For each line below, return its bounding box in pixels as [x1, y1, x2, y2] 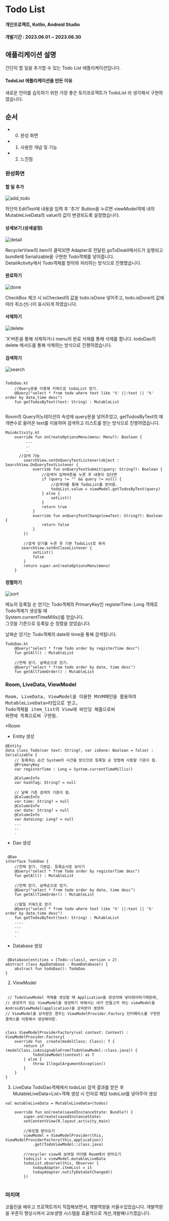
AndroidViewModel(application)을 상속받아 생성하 [5, 1006, 104, 1011]
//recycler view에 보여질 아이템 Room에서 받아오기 [23, 1152, 122, 1157]
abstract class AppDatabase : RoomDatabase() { [5, 961, 108, 967]
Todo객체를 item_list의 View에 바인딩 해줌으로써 [5, 706, 116, 712]
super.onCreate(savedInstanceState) [23, 1114, 101, 1119]
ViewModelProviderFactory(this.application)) [5, 1137, 103, 1142]
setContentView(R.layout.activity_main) [23, 1118, 110, 1124]
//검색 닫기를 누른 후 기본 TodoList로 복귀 [23, 541, 106, 546]
